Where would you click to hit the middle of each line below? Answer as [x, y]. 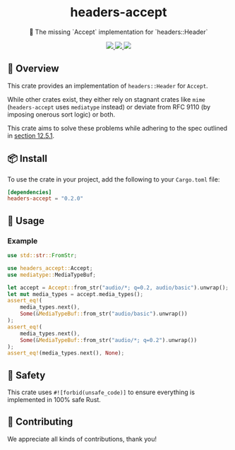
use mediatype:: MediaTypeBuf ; [52, 275]
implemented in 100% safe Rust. [54, 400]
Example [23, 241]
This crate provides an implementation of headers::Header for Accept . [108, 85]
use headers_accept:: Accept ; [50, 268]
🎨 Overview [33, 69]
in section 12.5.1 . [31, 136]
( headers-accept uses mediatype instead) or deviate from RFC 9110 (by [109, 107]
